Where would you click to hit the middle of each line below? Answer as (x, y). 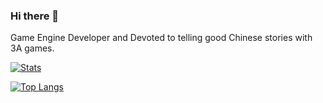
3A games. (32, 48)
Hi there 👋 (35, 16)
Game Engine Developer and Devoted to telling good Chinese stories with (161, 38)
